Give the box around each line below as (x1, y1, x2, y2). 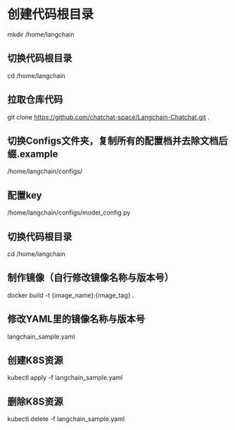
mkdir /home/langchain (7, 30, 75, 39)
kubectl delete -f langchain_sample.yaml (7, 415, 125, 423)
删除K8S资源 (7, 396, 63, 407)
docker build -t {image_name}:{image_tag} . (7, 291, 134, 299)
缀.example (7, 148, 58, 160)
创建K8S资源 (7, 355, 63, 367)
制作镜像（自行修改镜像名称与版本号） (7, 272, 174, 284)
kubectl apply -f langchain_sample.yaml (7, 374, 123, 382)
